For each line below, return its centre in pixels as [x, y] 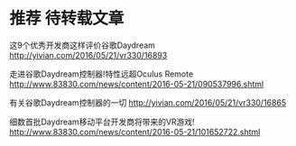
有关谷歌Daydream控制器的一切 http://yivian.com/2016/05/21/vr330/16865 [148, 102]
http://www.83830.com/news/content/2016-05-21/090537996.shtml [137, 84]
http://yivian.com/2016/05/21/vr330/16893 [88, 55]
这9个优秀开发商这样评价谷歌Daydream [83, 45]
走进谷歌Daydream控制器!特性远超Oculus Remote [102, 74]
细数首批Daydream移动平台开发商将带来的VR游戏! [102, 122]
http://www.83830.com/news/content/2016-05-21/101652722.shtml [135, 132]
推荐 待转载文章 [67, 18]
